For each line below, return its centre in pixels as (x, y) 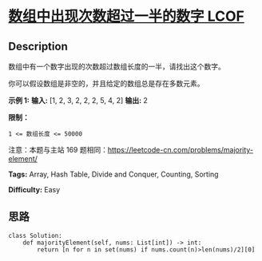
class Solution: (35, 235)
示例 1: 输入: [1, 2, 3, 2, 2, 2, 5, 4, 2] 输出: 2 (78, 100)
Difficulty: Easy (34, 190)
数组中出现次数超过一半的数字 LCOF (127, 16)
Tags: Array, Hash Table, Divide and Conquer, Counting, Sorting (113, 174)
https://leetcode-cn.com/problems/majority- (181, 150)
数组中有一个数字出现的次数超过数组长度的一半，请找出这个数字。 (117, 66)
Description (38, 46)
